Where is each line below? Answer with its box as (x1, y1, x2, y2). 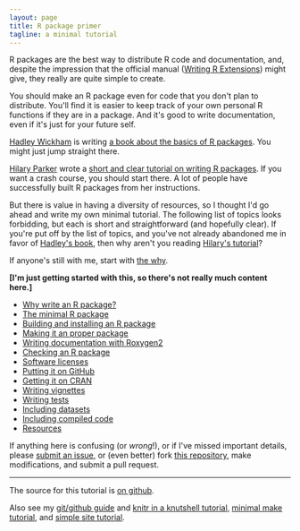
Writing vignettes (21, 385, 86, 396)
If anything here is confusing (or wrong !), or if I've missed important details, (9, 441, 287, 451)
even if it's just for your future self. (9, 119, 137, 130)
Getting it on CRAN (21, 375, 92, 386)
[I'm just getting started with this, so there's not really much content (9, 272, 268, 283)
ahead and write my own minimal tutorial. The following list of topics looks (9, 210, 282, 220)
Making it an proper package (21, 328, 129, 338)
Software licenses (21, 356, 89, 367)
